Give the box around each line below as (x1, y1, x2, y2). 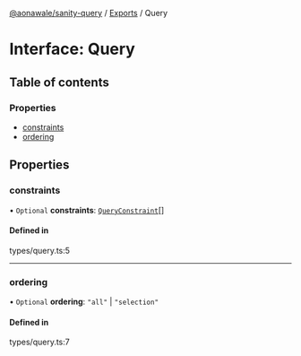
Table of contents (9, 74, 109, 90)
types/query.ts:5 (9, 245, 70, 256)
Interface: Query (9, 39, 136, 59)
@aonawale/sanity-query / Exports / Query (9, 8, 168, 18)
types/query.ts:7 (9, 336, 70, 348)
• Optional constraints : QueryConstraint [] (9, 204, 165, 215)
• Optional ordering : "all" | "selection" (9, 296, 159, 308)
